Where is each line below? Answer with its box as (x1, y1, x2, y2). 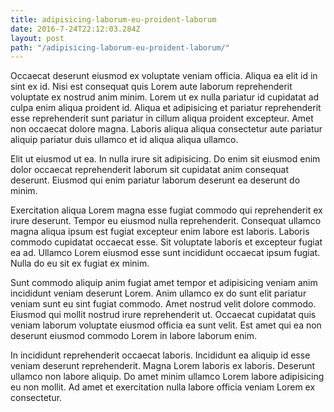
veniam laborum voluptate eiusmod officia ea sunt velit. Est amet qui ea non (10, 319, 322, 331)
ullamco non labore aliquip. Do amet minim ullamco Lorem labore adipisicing (10, 371, 325, 383)
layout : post (10, 33, 65, 43)
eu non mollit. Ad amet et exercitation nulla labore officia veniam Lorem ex (10, 381, 316, 393)
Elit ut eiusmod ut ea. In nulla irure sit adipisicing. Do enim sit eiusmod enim (10, 153, 321, 165)
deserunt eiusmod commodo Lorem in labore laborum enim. (10, 330, 257, 342)
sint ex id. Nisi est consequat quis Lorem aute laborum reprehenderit (10, 81, 293, 93)
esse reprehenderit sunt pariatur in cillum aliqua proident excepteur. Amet (10, 112, 314, 125)
